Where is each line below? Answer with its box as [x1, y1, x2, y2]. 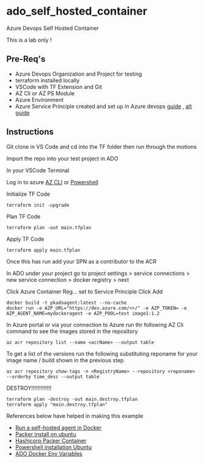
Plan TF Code [6, 212, 41, 220]
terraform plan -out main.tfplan [6, 224, 92, 231]
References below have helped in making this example [6, 412, 144, 419]
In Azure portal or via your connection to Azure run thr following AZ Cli [6, 321, 184, 328]
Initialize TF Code [6, 190, 51, 198]
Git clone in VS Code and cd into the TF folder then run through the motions [6, 143, 197, 150]
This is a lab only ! [6, 36, 52, 43]
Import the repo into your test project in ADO [6, 154, 118, 162]
